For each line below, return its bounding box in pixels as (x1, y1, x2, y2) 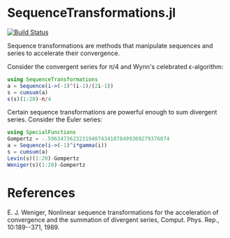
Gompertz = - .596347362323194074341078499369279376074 (7, 135, 170, 142)
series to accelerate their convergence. (7, 49, 120, 57)
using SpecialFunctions (7, 129, 77, 136)
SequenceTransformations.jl (7, 5, 176, 21)
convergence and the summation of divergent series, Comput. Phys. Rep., (7, 215, 220, 224)
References (7, 185, 75, 200)
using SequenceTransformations (7, 75, 98, 83)
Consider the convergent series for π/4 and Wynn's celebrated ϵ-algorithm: (7, 62, 224, 70)
